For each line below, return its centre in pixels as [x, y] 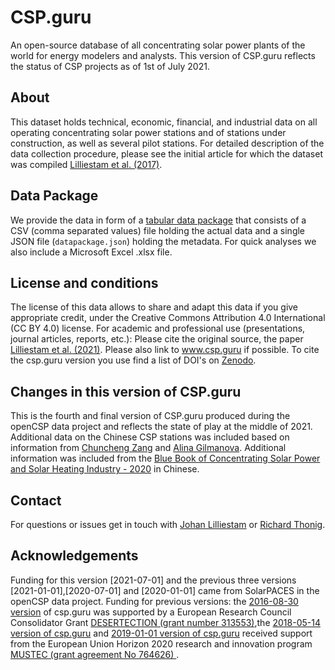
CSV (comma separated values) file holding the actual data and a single [158, 230]
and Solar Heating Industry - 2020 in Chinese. [105, 469]
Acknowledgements [74, 556]
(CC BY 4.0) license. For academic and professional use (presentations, [158, 328]
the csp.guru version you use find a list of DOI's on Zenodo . [133, 360]
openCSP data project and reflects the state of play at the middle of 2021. [161, 427]
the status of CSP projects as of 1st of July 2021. [110, 66]
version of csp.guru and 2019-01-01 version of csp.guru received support [161, 633]
